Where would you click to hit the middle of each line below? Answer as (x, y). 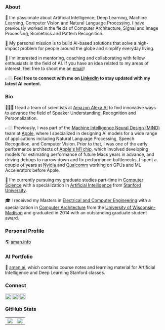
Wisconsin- (144, 207)
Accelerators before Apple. (33, 170)
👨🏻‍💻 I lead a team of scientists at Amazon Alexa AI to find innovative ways (81, 107)
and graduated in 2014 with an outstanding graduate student (85, 212)
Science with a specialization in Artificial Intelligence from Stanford (73, 185)
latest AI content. (23, 84)
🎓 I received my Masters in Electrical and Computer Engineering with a (78, 200)
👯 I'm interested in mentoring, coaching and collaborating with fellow (75, 58)
